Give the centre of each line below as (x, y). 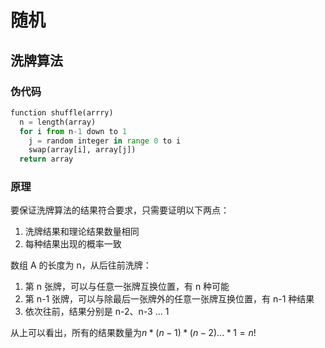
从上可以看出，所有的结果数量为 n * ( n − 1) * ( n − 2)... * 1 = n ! (133, 333)
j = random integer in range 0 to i (105, 141)
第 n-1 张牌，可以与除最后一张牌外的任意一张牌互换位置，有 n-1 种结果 (169, 299)
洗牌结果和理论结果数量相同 (82, 232)
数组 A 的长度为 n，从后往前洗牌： (81, 265)
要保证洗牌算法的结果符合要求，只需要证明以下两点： (120, 210)
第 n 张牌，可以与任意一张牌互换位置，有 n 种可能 (127, 287)
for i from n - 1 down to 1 (73, 131)
